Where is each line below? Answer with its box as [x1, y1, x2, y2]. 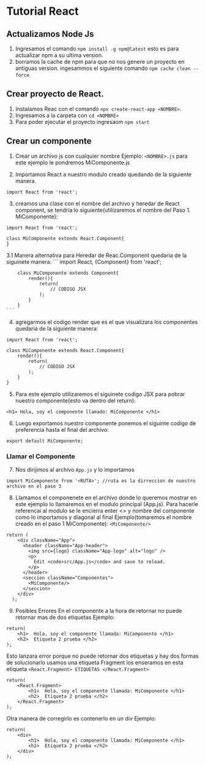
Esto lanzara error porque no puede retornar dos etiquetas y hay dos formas [6, 652, 199, 659]
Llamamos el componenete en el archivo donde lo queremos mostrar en [15, 494, 197, 501]
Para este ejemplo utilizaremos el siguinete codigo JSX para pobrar [15, 390, 185, 398]
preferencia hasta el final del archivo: [15, 426, 109, 433]
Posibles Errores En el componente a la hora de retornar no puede [15, 607, 182, 614]
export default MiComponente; [6, 437, 84, 444]
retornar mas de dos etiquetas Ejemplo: [15, 613, 115, 621]
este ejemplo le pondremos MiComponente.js [15, 158, 130, 166]
